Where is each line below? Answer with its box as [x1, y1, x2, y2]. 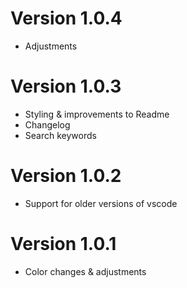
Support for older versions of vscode [24, 197, 178, 209]
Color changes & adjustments [24, 265, 147, 277]
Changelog [24, 118, 71, 131]
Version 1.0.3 [10, 75, 122, 98]
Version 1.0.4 [10, 7, 123, 30]
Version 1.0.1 [10, 233, 117, 255]
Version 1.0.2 [10, 165, 122, 187]
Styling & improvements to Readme [24, 108, 170, 120]
